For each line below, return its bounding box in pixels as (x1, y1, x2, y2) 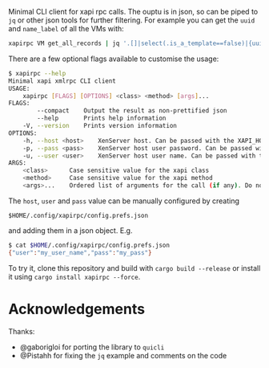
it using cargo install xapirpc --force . (8, 272, 141, 281)
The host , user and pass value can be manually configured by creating (8, 196, 240, 206)
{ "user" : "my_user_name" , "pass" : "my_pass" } (8, 248, 152, 256)
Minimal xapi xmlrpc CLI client (8, 76, 116, 85)
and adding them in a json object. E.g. (8, 225, 133, 235)
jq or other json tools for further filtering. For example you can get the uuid (8, 15, 255, 25)
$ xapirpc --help (8, 69, 66, 77)
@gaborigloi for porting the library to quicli (19, 341, 165, 352)
